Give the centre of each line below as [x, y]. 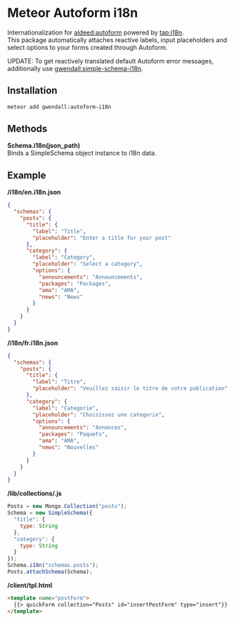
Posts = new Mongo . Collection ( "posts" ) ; [67, 507]
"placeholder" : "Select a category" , [87, 264]
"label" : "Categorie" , [66, 408]
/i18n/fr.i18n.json [33, 343]
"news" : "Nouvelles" [69, 448]
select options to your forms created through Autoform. [87, 47]
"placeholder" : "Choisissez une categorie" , [99, 414]
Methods [27, 129]
